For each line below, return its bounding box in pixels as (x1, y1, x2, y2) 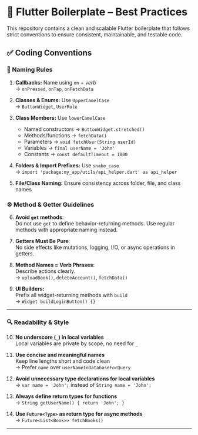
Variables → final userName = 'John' (24, 144, 115, 151)
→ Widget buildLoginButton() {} (15, 298, 96, 305)
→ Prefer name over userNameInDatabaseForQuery (15, 364, 131, 371)
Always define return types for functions (15, 393, 118, 400)
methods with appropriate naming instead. (15, 226, 118, 233)
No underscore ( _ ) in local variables (15, 334, 105, 341)
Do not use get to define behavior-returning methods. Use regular (15, 220, 175, 227)
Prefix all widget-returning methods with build (15, 291, 128, 298)
